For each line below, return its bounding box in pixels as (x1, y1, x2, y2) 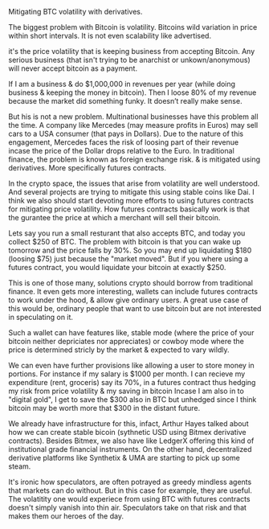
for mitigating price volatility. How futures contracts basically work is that (8, 204, 251, 214)
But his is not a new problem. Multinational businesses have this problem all (8, 112, 259, 121)
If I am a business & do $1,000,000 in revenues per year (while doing (8, 80, 235, 88)
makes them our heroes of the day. (8, 511, 124, 521)
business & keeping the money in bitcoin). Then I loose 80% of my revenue (8, 88, 257, 97)
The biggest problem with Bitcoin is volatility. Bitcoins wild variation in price (8, 23, 258, 31)
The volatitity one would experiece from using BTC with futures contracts (8, 494, 251, 503)
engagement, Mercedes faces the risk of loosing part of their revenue (8, 137, 239, 147)
